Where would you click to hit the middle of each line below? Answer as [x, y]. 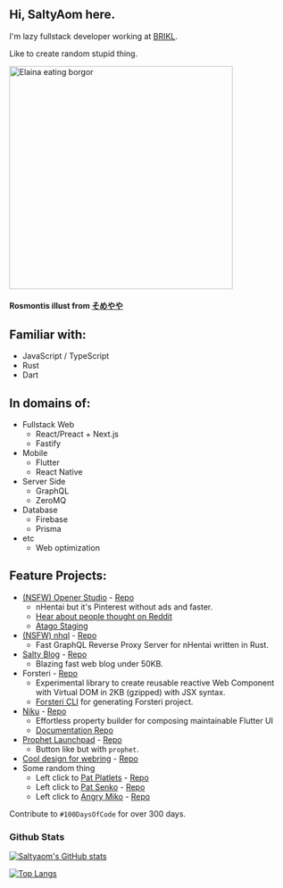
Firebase [52, 519]
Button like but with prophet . [87, 749]
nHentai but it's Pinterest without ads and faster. [124, 607]
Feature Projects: [58, 576]
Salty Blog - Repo [54, 654]
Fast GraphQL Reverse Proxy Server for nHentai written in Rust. [152, 644]
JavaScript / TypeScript [66, 356]
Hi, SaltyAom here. [62, 15]
